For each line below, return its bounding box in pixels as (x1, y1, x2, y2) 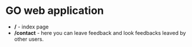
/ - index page (14, 23, 49, 30)
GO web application (5, 4, 104, 17)
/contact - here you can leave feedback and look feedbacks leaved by (14, 29, 187, 36)
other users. (14, 35, 44, 42)
